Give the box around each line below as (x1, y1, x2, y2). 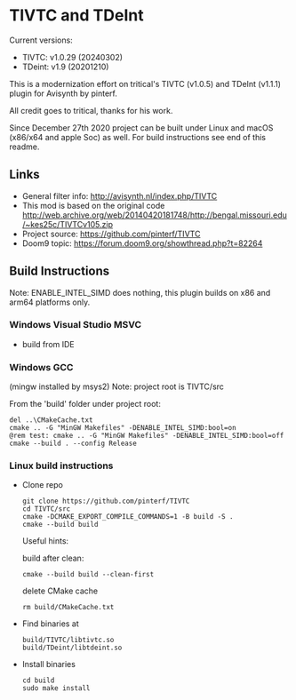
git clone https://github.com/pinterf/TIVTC (21, 497, 190, 506)
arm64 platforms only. (9, 297, 91, 307)
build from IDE (21, 338, 76, 349)
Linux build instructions (9, 459, 114, 472)
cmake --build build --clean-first (21, 570, 155, 579)
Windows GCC (9, 361, 74, 373)
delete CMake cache (21, 585, 99, 596)
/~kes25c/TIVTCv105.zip (21, 219, 114, 229)
